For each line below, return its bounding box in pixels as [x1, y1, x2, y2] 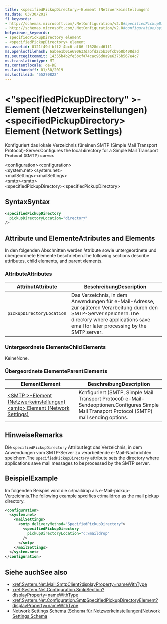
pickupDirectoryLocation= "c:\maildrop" [27, 531, 110, 536]
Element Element [20, 380, 61, 387]
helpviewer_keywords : [5, 30, 50, 35]
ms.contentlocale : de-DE [5, 63, 57, 68]
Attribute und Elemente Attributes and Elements [5, 234, 155, 242]
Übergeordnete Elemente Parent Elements [5, 367, 108, 374]
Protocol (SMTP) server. [5, 153, 55, 158]
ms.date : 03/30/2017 [5, 12, 48, 17]
